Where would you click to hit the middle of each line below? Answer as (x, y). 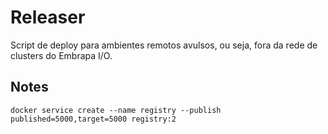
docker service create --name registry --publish (116, 110)
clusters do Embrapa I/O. (61, 55)
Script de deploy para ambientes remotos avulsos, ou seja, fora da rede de (164, 45)
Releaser (48, 17)
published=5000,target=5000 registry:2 (93, 119)
